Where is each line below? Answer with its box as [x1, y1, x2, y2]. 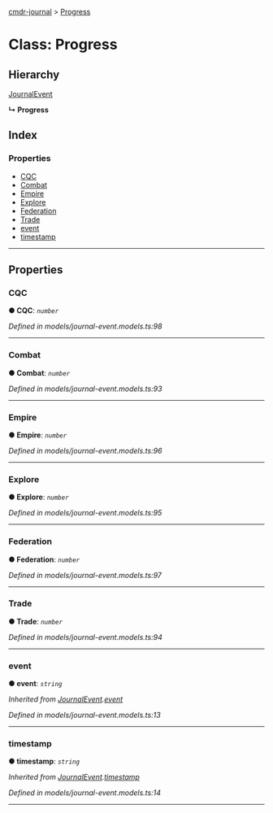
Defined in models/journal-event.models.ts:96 [8, 446, 162, 455]
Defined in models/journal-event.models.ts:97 [8, 570, 162, 580]
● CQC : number [8, 306, 59, 315]
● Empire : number [8, 430, 67, 440]
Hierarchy [8, 67, 60, 81]
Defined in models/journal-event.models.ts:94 [8, 632, 162, 641]
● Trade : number [8, 616, 63, 626]
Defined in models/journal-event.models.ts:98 [8, 321, 162, 332]
